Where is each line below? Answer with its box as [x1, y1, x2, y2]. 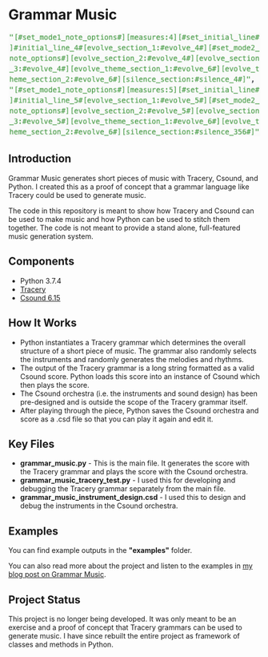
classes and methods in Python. [8, 639, 114, 649]
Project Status [8, 593, 82, 607]
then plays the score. [19, 380, 90, 389]
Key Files [8, 437, 54, 450]
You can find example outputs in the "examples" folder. [8, 546, 193, 555]
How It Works [8, 316, 78, 330]
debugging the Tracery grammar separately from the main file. [19, 484, 226, 494]
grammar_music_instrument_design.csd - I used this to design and [19, 493, 246, 502]
